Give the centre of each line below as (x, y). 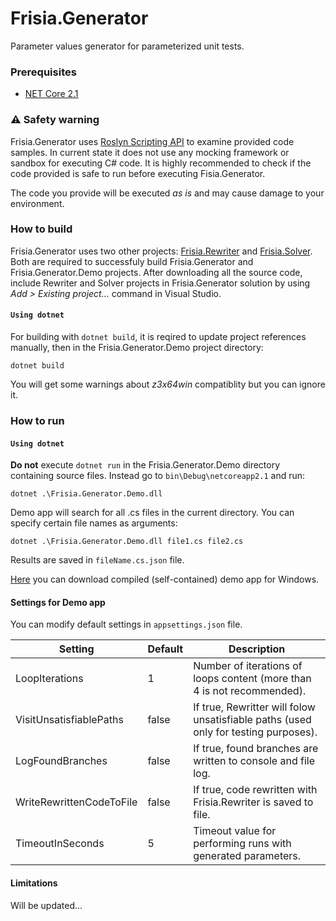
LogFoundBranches (61, 761)
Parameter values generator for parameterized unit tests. (127, 46)
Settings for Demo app (58, 602)
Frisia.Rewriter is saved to (253, 802)
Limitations (34, 883)
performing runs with (242, 844)
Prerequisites (43, 72)
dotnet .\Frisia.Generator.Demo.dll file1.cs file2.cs (127, 542)
